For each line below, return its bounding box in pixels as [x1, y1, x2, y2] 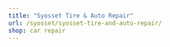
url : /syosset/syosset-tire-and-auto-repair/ [8, 19, 162, 27]
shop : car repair [8, 26, 66, 34]
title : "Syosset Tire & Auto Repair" [8, 11, 134, 20]
